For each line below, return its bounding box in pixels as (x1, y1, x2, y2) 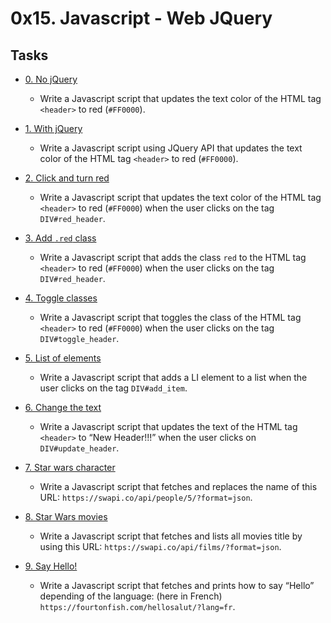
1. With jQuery (24, 123, 83, 134)
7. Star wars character (24, 462, 116, 473)
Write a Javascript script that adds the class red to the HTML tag (39, 252, 307, 263)
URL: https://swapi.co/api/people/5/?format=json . (39, 492, 253, 503)
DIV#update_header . (39, 442, 120, 454)
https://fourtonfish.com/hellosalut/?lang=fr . (39, 601, 236, 612)
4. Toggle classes (24, 292, 98, 304)
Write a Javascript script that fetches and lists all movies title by (39, 530, 303, 542)
